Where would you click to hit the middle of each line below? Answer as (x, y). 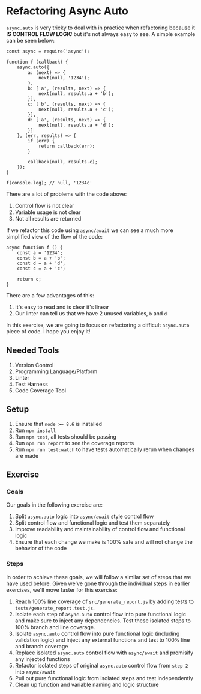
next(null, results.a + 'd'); (76, 125)
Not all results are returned (48, 218)
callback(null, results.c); (63, 162)
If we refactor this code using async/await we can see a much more (90, 230)
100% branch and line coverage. (55, 627)
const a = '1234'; (40, 253)
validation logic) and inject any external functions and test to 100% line (102, 640)
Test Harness (31, 384)
